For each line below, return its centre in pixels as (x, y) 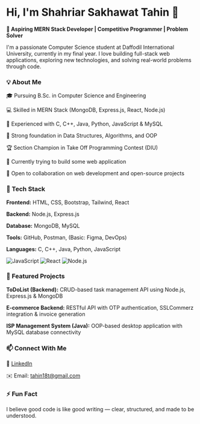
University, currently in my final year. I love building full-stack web (88, 53)
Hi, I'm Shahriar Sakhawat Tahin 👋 (92, 12)
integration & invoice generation (46, 314)
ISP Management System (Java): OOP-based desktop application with (94, 326)
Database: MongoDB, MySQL (43, 225)
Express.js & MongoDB (35, 296)
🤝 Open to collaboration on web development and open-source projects (95, 173)
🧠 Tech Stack (26, 189)
